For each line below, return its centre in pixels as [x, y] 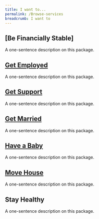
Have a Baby [24, 146]
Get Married [23, 119]
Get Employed [26, 65]
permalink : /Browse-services [34, 14]
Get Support [24, 92]
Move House [24, 172]
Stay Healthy [25, 199]
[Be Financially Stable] [39, 38]
